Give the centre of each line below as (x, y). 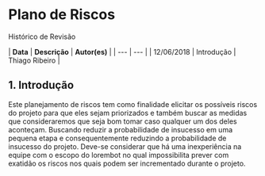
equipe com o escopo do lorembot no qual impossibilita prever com (119, 155)
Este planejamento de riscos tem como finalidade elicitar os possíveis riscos (133, 104)
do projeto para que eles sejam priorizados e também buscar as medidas (128, 113)
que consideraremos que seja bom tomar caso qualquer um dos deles (123, 121)
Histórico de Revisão (42, 36)
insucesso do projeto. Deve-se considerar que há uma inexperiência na (125, 146)
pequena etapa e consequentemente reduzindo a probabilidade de (117, 138)
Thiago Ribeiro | (35, 60)
